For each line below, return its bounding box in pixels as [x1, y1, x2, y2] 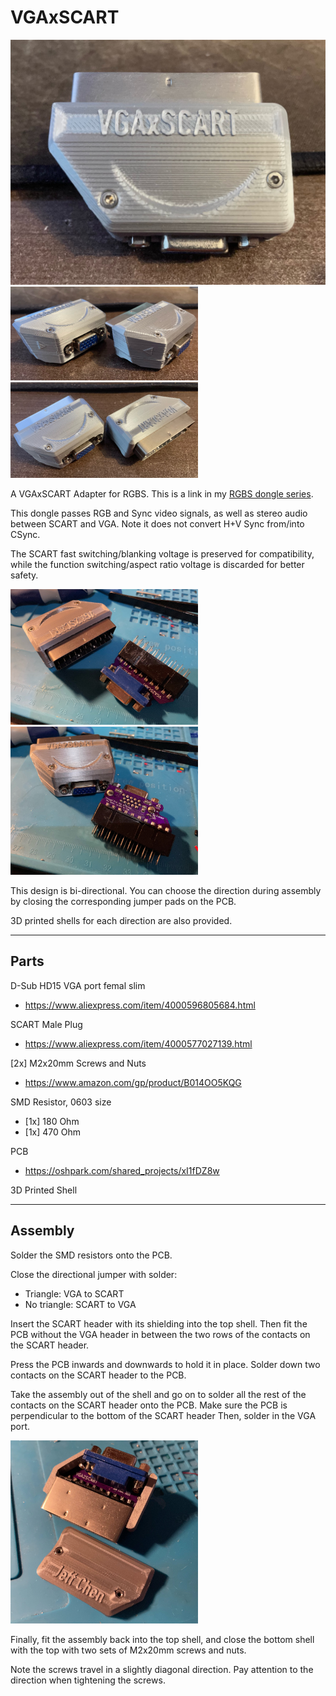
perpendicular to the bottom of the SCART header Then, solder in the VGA [10, 1409, 317, 1421]
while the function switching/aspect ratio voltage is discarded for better [10, 559, 305, 571]
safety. [10, 569, 39, 581]
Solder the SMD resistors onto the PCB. [10, 1249, 173, 1261]
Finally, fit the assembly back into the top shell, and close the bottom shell [10, 1634, 315, 1646]
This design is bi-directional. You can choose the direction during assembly [10, 884, 322, 896]
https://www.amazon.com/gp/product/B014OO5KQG [24, 1076, 242, 1088]
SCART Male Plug [10, 1018, 83, 1030]
